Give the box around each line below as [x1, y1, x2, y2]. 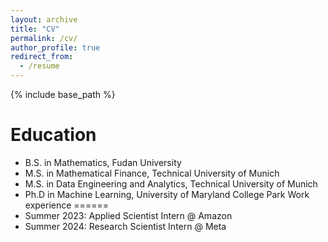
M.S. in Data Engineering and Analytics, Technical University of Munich [24, 177, 318, 190]
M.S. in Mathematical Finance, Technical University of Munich [24, 167, 280, 179]
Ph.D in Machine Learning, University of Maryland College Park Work [24, 188, 310, 200]
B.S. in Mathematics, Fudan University [24, 156, 182, 168]
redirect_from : [10, 52, 74, 62]
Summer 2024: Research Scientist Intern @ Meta [24, 220, 227, 232]
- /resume [19, 61, 60, 71]
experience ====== [24, 199, 109, 211]
